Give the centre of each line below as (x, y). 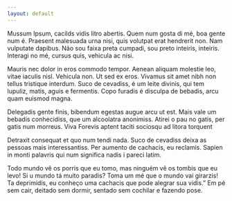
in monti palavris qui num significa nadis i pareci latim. (84, 155)
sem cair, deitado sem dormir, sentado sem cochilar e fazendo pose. (105, 190)
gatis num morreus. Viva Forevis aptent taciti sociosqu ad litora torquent (110, 126)
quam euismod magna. (40, 98)
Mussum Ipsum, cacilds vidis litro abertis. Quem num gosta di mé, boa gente (116, 33)
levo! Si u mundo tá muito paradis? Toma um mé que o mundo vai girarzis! (113, 175)
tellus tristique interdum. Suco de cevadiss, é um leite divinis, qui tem (106, 83)
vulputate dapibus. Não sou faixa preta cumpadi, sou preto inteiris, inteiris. (113, 48)
